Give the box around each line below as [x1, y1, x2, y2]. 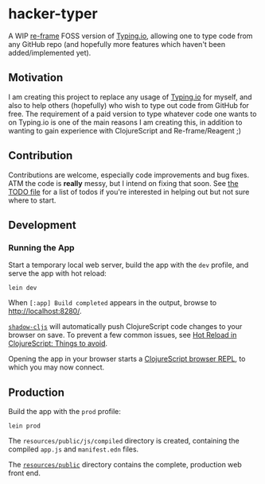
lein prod [8, 422, 41, 430]
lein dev [8, 284, 37, 292]
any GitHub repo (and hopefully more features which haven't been [8, 39, 226, 48]
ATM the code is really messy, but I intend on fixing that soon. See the [8, 178, 239, 188]
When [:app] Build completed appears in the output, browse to [8, 298, 217, 308]
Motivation [8, 71, 64, 84]
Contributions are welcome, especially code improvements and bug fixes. [8, 170, 249, 180]
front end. [8, 468, 41, 478]
